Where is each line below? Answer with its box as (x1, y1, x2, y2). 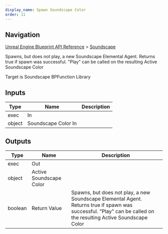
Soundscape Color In (27, 120, 77, 127)
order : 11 (5, 12, 26, 17)
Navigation (5, 31, 40, 39)
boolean (7, 204, 27, 211)
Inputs (5, 88, 26, 97)
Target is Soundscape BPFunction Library (5, 74, 91, 80)
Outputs (5, 137, 31, 145)
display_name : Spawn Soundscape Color (5, 7, 86, 13)
